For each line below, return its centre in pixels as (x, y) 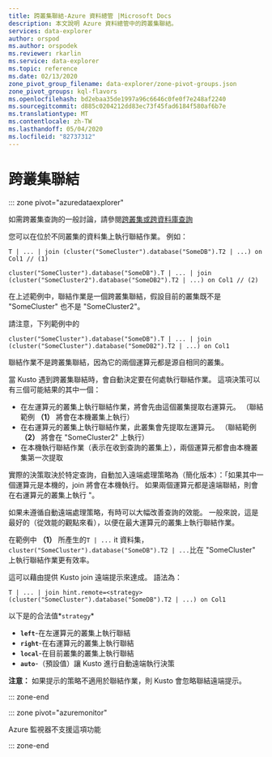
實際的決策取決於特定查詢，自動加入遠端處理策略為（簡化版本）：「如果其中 (132, 475)
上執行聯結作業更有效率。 (51, 560)
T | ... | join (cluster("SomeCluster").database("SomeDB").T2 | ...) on (136, 252)
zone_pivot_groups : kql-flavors (63, 91)
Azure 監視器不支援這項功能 (55, 729)
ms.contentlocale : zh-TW (50, 122)
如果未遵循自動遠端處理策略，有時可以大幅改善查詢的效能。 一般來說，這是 (134, 512)
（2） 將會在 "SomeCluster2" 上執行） (84, 437)
